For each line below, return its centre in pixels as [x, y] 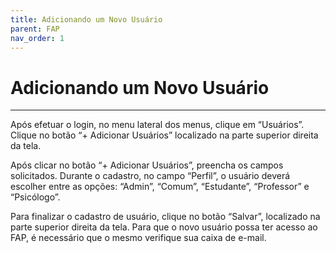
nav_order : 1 [37, 38]
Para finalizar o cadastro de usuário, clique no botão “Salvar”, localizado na [165, 217]
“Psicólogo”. [35, 197]
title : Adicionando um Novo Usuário [86, 19]
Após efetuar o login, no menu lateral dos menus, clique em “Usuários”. [157, 125]
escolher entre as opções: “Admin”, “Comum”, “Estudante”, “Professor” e [160, 187]
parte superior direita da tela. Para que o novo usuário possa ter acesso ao [164, 227]
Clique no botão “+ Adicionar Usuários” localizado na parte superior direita [164, 135]
